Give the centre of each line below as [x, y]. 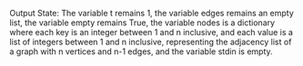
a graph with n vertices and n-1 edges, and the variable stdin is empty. [141, 52]
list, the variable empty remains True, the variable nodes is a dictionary [142, 23]
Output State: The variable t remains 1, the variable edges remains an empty [151, 13]
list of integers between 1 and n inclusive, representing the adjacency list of [151, 42]
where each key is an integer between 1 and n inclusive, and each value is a [151, 32]
